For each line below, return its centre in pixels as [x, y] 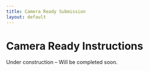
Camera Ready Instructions [75, 46]
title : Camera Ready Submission [46, 11]
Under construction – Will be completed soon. [62, 62]
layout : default [26, 17]
